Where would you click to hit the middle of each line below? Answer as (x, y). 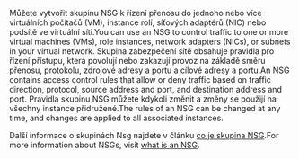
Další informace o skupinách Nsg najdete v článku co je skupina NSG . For (144, 135)
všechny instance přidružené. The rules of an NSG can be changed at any (145, 108)
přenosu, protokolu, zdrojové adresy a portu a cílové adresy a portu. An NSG (149, 70)
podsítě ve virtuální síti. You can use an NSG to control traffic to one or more (149, 32)
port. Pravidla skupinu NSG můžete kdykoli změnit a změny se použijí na (143, 99)
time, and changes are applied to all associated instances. (117, 118)
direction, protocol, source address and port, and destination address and (146, 89)
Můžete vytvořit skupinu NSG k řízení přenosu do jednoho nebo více (136, 13)
